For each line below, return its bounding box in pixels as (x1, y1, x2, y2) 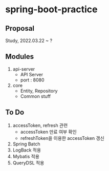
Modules (5, 52, 34, 61)
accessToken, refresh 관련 (12, 122, 68, 129)
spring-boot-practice (5, 4, 98, 15)
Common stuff (20, 93, 51, 99)
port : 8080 (20, 77, 45, 83)
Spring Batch (12, 141, 40, 147)
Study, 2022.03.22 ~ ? (5, 37, 53, 44)
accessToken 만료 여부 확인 (20, 129, 77, 135)
